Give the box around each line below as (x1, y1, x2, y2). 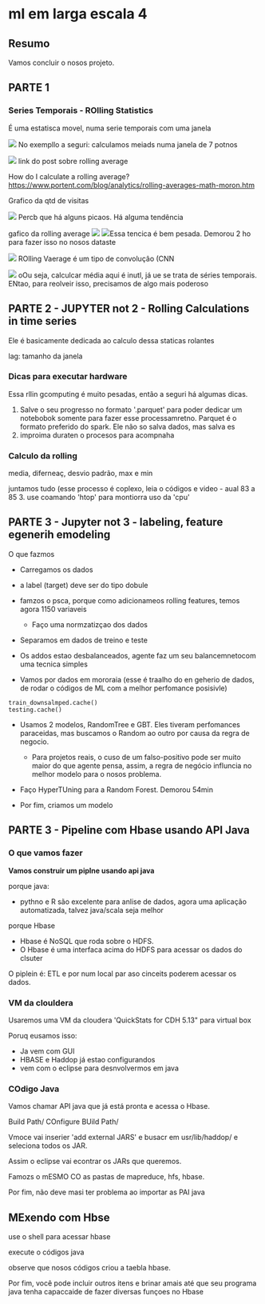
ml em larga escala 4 (8, 5, 148, 23)
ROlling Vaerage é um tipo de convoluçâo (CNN (18, 254, 175, 263)
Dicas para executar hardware (8, 371, 128, 382)
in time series (8, 314, 77, 328)
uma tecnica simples (19, 659, 88, 669)
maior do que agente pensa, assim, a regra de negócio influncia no (31, 761, 252, 770)
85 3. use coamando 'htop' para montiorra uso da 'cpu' (8, 493, 190, 502)
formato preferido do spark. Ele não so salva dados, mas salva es (19, 422, 235, 431)
